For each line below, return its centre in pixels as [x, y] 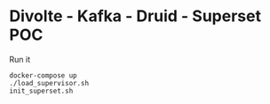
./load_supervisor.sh [49, 83]
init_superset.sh [41, 91]
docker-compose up [43, 75]
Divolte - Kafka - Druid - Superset [135, 16]
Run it [20, 59]
